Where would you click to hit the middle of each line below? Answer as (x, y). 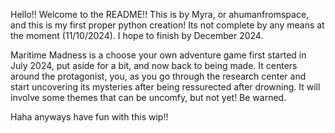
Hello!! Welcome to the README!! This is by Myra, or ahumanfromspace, (160, 14)
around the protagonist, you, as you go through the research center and (158, 76)
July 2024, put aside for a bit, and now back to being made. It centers (154, 65)
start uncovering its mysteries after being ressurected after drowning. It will (165, 87)
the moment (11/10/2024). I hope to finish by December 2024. (137, 35)
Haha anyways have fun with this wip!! (89, 117)
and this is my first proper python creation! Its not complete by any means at (167, 25)
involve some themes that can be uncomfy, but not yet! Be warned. (148, 97)
